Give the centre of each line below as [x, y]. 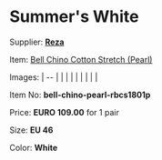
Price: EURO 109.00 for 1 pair [65, 112]
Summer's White [74, 17]
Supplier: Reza [37, 42]
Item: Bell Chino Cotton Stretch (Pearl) [81, 59]
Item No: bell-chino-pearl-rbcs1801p [80, 95]
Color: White [34, 147]
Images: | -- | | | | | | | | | [54, 77]
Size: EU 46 [31, 130]
